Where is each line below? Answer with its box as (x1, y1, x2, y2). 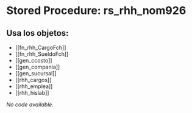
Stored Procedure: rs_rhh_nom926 (6, 4, 187, 18)
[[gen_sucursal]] (15, 70, 57, 77)
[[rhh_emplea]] (15, 83, 53, 90)
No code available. (6, 101, 54, 108)
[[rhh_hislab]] (15, 89, 49, 96)
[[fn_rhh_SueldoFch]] (15, 50, 69, 58)
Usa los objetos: (6, 28, 69, 38)
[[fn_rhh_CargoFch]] (15, 44, 66, 51)
